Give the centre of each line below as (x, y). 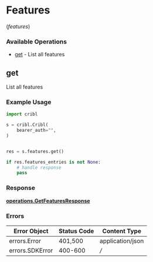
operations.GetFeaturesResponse (48, 200)
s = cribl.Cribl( (27, 125)
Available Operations (37, 42)
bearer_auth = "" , (37, 130)
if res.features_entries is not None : (53, 162)
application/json (122, 241)
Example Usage (29, 102)
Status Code (76, 231)
